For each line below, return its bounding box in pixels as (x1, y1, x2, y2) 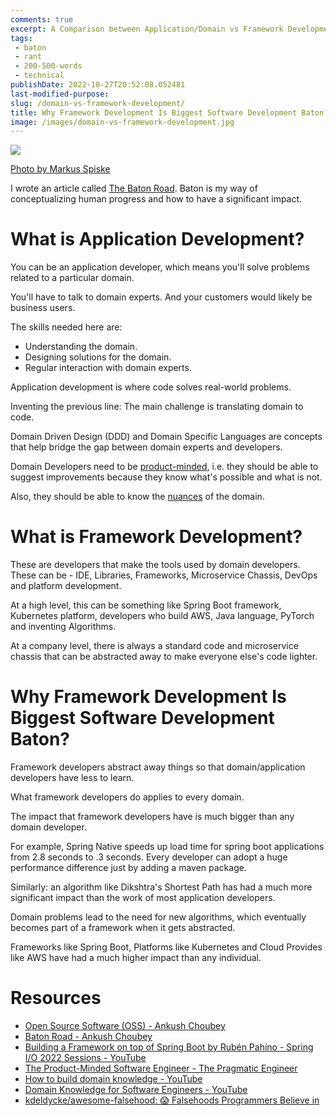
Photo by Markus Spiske (10, 163, 111, 175)
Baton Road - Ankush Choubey (24, 1031, 153, 1042)
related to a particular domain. (10, 272, 135, 284)
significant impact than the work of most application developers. (10, 892, 276, 904)
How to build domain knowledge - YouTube (24, 1073, 203, 1085)
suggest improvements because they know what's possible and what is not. (10, 471, 323, 483)
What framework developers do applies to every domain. (10, 791, 245, 803)
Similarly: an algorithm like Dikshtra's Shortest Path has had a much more (10, 881, 313, 893)
